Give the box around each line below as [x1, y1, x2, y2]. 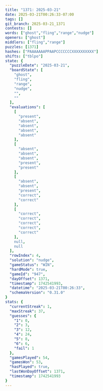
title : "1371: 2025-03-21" [5, 7, 61, 12]
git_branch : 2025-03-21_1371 [5, 21, 65, 26]
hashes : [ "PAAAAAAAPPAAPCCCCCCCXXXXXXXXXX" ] [5, 49, 99, 54]
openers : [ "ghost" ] [5, 35, 46, 40]
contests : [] [5, 26, 32, 31]
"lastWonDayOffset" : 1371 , [9, 369, 65, 374]
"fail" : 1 [14, 346, 35, 351]
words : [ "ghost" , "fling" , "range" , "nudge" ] [5, 30, 94, 35]
